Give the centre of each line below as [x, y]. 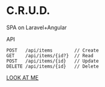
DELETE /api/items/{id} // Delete [52, 66]
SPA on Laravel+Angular [37, 27]
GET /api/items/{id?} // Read [50, 55]
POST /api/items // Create [52, 50]
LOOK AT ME [22, 77]
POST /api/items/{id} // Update [52, 61]
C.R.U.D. [28, 11]
